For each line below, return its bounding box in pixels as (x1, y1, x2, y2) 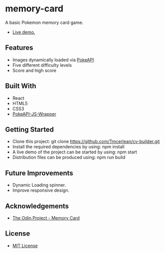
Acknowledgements (5, 202, 69, 210)
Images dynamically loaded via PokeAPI (12, 57, 94, 63)
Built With (5, 82, 36, 90)
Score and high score (12, 67, 57, 73)
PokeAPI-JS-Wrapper (12, 111, 57, 117)
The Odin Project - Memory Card (12, 215, 80, 221)
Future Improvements (5, 169, 74, 177)
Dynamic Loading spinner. (12, 182, 66, 188)
